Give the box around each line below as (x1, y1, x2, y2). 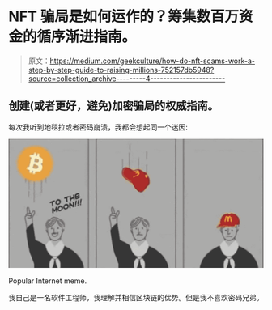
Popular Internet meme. (8, 276, 87, 286)
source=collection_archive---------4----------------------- (28, 74, 226, 83)
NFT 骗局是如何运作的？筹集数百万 (8, 7, 240, 26)
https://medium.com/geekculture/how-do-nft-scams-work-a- (49, 56, 256, 66)
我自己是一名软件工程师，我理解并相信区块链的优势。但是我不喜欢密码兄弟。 (8, 293, 264, 303)
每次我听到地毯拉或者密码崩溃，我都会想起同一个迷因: (8, 122, 189, 132)
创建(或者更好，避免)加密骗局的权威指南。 (8, 99, 219, 113)
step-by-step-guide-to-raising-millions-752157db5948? (28, 65, 215, 74)
